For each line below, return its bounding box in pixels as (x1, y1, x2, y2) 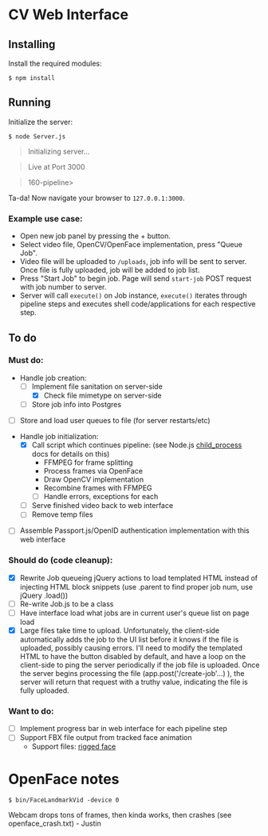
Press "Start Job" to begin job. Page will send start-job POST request (19, 274, 252, 283)
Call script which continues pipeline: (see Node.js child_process (31, 440, 242, 450)
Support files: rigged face (31, 742, 116, 751)
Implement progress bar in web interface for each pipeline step (19, 724, 227, 734)
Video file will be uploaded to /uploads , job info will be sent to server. (19, 257, 247, 266)
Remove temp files (31, 510, 93, 519)
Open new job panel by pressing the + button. (19, 231, 171, 241)
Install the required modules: (8, 58, 102, 68)
